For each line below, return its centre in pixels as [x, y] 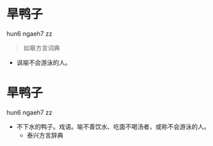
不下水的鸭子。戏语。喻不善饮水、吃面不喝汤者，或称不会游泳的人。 [113, 126]
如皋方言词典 [41, 48]
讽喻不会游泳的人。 [44, 62]
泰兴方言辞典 [45, 135]
